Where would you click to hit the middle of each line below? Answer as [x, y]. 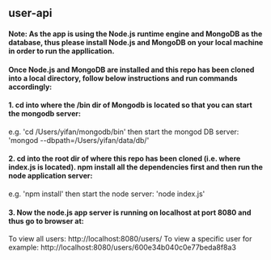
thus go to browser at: [46, 220]
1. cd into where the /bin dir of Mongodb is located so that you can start [130, 105]
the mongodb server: [44, 114]
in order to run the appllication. [61, 51]
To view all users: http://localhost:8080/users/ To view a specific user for [130, 239]
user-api [30, 13]
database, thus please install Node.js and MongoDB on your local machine [136, 42]
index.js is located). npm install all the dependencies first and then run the [135, 167]
